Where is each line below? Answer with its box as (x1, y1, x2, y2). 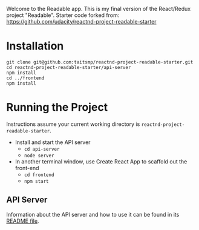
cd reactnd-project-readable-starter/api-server (6, 64, 131, 70)
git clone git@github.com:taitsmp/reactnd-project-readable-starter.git (6, 59, 194, 65)
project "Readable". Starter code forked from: (6, 11, 120, 19)
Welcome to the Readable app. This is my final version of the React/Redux (6, 5, 191, 12)
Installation (6, 39, 64, 53)
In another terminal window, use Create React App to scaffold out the (15, 157, 188, 165)
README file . (6, 217, 39, 225)
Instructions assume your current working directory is (6, 120, 140, 128)
